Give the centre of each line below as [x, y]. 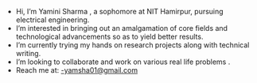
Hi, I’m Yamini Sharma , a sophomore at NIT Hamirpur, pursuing [120, 11]
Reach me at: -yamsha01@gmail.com [76, 70]
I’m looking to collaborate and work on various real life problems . [123, 62]
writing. [28, 53]
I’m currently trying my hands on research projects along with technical [132, 45]
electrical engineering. [53, 20]
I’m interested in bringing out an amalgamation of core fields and [122, 28]
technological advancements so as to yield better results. [109, 36]
